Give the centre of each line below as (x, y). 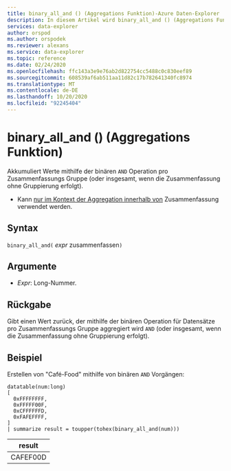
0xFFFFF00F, (31, 405)
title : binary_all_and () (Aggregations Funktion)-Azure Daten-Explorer (113, 13)
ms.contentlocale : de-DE (43, 90)
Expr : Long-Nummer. (47, 283)
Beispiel (25, 358)
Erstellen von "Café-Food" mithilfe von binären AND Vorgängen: (96, 374)
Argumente (32, 267)
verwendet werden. (45, 206)
